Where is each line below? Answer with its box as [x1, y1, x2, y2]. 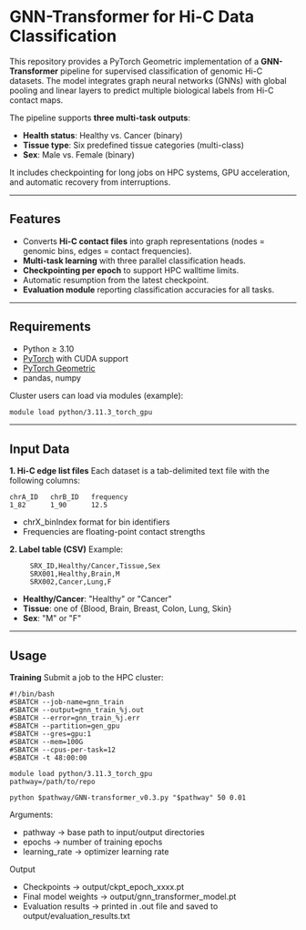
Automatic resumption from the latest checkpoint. [22, 274, 209, 285]
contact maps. [9, 94, 64, 106]
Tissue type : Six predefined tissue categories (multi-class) [22, 139, 244, 150]
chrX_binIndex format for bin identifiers [22, 516, 170, 527]
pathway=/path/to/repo [9, 777, 96, 787]
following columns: [9, 475, 80, 486]
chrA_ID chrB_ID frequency [9, 493, 128, 502]
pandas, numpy [22, 372, 82, 383]
